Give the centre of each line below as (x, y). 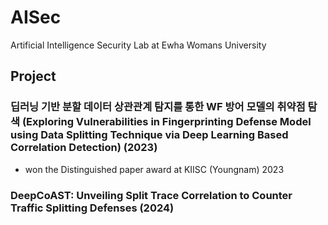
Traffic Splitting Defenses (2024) (92, 208)
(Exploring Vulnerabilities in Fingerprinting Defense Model (166, 122)
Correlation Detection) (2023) (84, 148)
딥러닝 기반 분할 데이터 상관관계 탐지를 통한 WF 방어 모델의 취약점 (158, 107)
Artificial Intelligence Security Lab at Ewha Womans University (138, 45)
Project (33, 76)
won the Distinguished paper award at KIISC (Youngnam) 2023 (154, 169)
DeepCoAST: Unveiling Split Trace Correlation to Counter (151, 195)
